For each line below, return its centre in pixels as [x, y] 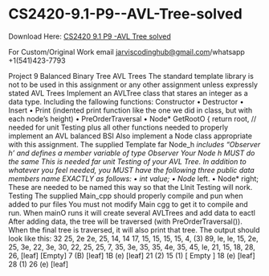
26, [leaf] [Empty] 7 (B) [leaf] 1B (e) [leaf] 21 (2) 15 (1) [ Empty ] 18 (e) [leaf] [132, 255]
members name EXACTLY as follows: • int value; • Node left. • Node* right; [134, 179]
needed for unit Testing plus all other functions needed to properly [118, 127]
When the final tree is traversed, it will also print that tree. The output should [134, 229]
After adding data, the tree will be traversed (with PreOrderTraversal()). [125, 221]
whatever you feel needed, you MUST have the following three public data [131, 170]
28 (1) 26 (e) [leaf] [39, 264]
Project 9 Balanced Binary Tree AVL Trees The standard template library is [131, 76]
